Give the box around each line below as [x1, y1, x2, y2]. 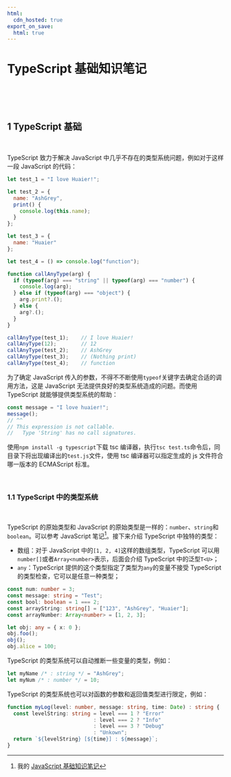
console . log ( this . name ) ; [19, 207, 91, 214]
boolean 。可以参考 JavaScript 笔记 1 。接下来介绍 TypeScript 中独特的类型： [7, 530, 219, 540]
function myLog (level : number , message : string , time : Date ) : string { [7, 703, 220, 710]
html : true [13, 29, 45, 37]
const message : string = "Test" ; [7, 592, 103, 599]
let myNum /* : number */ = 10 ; [7, 676, 100, 683]
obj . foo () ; [7, 630, 38, 637]
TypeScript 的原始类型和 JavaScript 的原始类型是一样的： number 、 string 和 [7, 523, 219, 531]
